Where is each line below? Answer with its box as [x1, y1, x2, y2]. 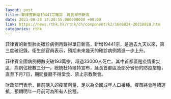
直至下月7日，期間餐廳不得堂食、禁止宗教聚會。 [5, 71, 106, 77]
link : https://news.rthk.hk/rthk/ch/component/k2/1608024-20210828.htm [5, 21, 160, 27]
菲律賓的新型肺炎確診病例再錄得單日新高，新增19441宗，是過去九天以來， [5, 41, 160, 47]
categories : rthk [5, 27, 42, 32]
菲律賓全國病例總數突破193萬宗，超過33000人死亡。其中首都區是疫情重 [5, 58, 156, 64]
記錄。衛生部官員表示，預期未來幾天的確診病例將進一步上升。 [18, 47, 148, 54]
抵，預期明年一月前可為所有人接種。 [5, 88, 81, 94]
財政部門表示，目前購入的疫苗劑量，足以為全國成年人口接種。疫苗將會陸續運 [5, 82, 166, 88]
